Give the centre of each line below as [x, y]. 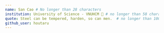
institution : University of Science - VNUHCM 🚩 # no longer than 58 [76, 14]
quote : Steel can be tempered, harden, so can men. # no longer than [78, 18]
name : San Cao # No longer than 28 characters [53, 9]
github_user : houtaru [27, 23]
